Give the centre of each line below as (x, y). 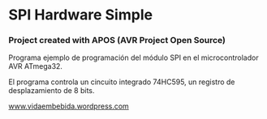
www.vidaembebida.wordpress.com (69, 106)
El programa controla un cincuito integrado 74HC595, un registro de (122, 82)
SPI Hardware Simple (80, 15)
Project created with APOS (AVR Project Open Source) (117, 40)
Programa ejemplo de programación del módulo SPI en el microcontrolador (133, 57)
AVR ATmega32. (36, 66)
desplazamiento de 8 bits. (52, 91)
